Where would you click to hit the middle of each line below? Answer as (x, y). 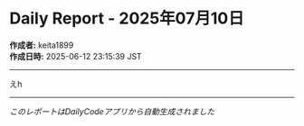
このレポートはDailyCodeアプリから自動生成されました (112, 111)
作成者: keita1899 (42, 45)
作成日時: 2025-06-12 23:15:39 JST (76, 56)
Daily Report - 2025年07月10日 (127, 18)
